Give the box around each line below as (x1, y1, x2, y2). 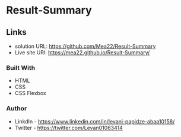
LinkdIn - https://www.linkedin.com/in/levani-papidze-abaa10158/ (14, 118, 175, 125)
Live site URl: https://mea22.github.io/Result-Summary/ (14, 49, 150, 56)
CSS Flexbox (14, 90, 46, 97)
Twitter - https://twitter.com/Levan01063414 (14, 124, 123, 131)
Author (6, 105, 27, 113)
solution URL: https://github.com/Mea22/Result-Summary (14, 43, 156, 50)
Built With (6, 63, 36, 71)
